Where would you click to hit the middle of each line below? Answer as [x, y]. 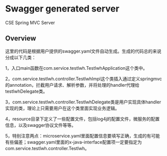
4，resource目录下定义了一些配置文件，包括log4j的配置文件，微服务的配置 [82, 119]
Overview [21, 38]
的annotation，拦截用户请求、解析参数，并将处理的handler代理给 [72, 85]
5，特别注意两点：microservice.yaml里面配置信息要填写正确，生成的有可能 [83, 135]
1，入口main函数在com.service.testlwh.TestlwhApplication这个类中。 [76, 68]
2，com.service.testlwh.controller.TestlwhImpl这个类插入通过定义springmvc [83, 79]
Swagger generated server [62, 9]
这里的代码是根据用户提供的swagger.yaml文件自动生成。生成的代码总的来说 [83, 51]
